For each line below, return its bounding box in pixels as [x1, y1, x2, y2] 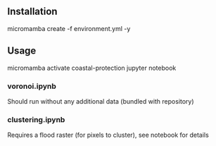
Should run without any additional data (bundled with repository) [7, 97, 195, 105]
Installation [7, 6, 58, 18]
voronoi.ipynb [7, 81, 56, 91]
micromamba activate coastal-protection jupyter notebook [7, 63, 177, 72]
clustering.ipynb [7, 114, 65, 124]
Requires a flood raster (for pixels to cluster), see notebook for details [7, 130, 209, 140]
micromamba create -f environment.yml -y [7, 24, 131, 32]
